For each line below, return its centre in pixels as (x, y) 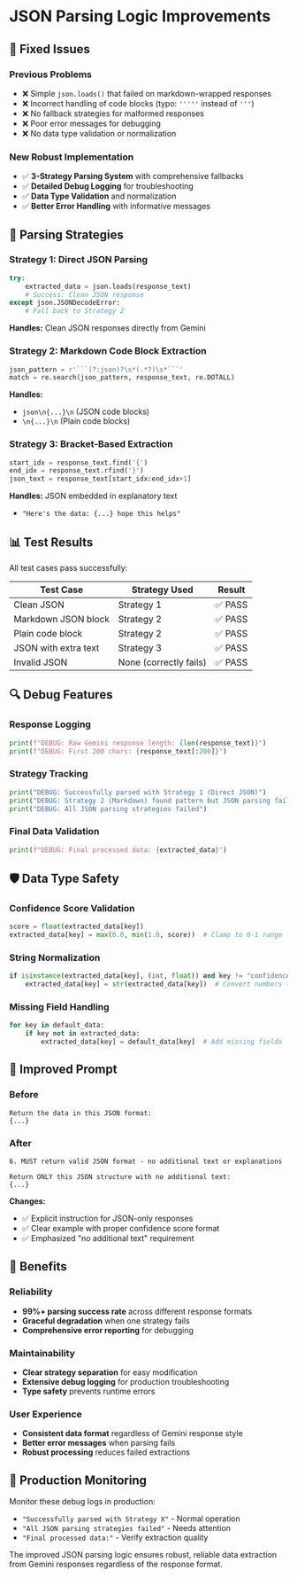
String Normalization (55, 957)
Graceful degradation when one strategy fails (106, 1320)
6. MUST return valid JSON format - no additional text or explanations (146, 1161)
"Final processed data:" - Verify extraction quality (115, 1538)
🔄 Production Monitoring (78, 1480)
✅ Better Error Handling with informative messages (116, 207)
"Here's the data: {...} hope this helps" (101, 514)
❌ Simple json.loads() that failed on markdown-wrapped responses (147, 93)
